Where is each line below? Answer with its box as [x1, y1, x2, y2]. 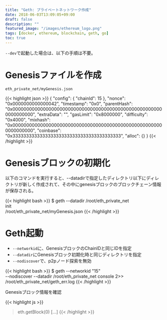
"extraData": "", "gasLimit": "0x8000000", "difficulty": [37, 111, 148, 117]
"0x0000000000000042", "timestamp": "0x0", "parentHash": [5, 100, 133, 106]
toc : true [5, 36, 26, 41]
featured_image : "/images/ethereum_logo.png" [5, 26, 102, 31]
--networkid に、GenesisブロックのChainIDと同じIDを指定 [12, 245, 132, 251]
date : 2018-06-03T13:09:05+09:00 [5, 12, 75, 17]
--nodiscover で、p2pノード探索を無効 [12, 258, 92, 264]
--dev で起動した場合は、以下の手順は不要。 [5, 50, 96, 56]
